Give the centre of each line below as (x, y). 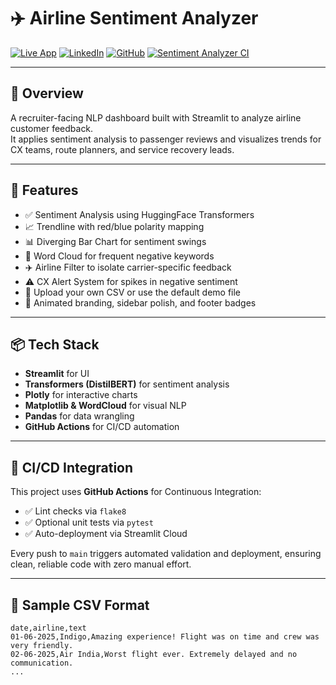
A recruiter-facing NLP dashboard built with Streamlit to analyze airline (156, 117)
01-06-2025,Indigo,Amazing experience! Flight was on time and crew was (165, 637)
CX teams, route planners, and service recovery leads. (122, 149)
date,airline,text (48, 628)
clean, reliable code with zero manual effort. (101, 564)
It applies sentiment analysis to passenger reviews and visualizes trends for (166, 139)
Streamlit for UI (57, 374)
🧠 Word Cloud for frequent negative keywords (119, 256)
